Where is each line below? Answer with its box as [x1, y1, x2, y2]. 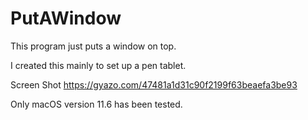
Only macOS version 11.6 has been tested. [10, 98, 183, 110]
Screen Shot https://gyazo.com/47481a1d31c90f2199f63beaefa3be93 [10, 78, 298, 91]
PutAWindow [10, 7, 122, 30]
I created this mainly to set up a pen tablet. [10, 59, 187, 71]
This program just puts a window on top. [10, 40, 177, 52]
